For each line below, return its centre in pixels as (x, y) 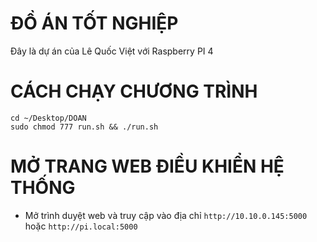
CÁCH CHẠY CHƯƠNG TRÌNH (134, 91)
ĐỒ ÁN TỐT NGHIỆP (94, 23)
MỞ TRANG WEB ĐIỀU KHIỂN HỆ (147, 166)
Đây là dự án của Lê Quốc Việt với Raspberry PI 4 (112, 51)
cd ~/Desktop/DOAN (48, 118)
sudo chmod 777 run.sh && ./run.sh (84, 127)
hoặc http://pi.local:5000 (81, 226)
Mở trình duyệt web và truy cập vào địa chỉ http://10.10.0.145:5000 (166, 215)
